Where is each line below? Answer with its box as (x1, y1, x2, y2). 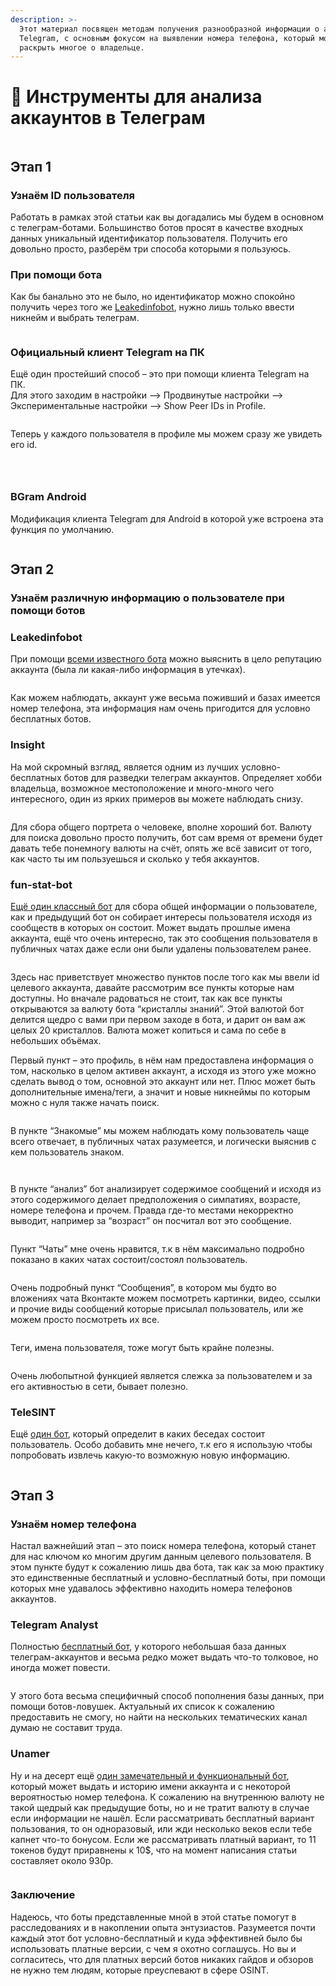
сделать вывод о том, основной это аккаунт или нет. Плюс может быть (10, 1075, 316, 1087)
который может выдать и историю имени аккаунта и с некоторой (10, 1780, 291, 1792)
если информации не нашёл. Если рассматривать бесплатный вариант (10, 1812, 315, 1824)
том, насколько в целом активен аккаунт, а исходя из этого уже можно (10, 1064, 317, 1076)
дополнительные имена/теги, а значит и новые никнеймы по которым (10, 1086, 311, 1098)
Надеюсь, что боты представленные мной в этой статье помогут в (10, 1911, 297, 1923)
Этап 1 (10, 158, 52, 175)
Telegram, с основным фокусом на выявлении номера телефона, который (19, 33, 315, 43)
